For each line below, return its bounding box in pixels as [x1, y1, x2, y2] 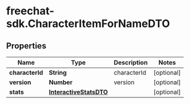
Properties [6, 41, 47, 51]
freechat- [6, 4, 55, 18]
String [48, 69, 67, 77]
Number [48, 78, 73, 86]
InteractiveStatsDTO [48, 88, 108, 96]
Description [113, 59, 148, 66]
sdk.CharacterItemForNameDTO [6, 17, 170, 30]
